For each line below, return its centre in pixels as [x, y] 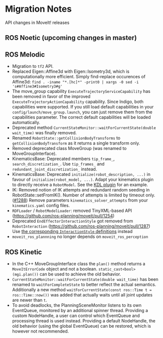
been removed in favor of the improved [51, 97]
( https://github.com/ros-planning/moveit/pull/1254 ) [63, 216]
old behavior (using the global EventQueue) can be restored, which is [81, 326]
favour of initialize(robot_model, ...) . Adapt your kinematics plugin [83, 180]
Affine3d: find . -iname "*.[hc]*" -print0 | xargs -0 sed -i [75, 82]
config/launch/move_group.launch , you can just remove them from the [82, 112]
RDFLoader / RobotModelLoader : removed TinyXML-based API [72, 211]
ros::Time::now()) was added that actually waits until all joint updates [82, 295]
